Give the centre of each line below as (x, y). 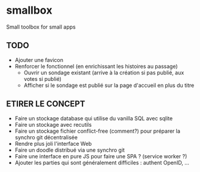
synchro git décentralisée (46, 137)
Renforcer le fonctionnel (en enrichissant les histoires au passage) (96, 66)
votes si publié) (42, 79)
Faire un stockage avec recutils (53, 124)
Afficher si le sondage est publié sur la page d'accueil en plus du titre (109, 85)
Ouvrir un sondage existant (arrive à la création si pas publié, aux (104, 73)
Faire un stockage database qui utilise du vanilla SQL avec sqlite (94, 118)
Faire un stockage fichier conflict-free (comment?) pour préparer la (98, 131)
